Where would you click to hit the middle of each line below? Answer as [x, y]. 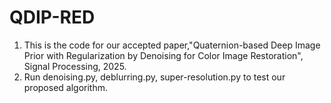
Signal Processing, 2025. [75, 66]
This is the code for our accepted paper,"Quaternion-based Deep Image [172, 45]
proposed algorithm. [66, 87]
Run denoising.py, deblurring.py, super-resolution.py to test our [154, 77]
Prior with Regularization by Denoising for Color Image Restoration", [163, 55]
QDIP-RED [52, 17]
